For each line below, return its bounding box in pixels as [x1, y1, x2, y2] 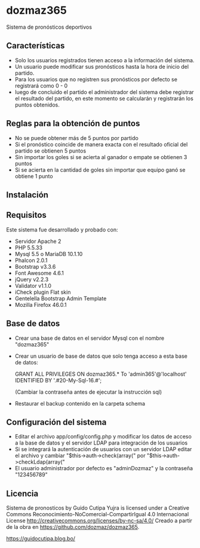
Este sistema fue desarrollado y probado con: [6, 226, 118, 233]
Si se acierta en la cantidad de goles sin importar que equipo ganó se [14, 166, 186, 173]
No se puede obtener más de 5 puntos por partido [14, 134, 139, 141]
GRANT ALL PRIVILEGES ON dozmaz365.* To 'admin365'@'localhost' [14, 370, 187, 377]
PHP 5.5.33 [14, 243, 43, 251]
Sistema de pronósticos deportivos [6, 23, 93, 31]
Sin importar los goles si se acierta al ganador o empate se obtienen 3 [14, 153, 187, 160]
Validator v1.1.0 [14, 282, 52, 289]
